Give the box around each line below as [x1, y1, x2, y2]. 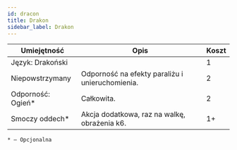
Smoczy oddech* [11, 114, 70, 124]
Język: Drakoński [11, 58, 68, 68]
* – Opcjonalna [7, 137, 52, 144]
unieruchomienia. [80, 78, 139, 88]
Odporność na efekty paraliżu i [80, 69, 183, 79]
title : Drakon [7, 17, 49, 24]
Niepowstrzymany [11, 73, 72, 83]
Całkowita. [80, 94, 116, 104]
